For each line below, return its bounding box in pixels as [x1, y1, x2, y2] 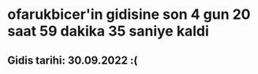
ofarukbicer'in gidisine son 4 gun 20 [7, 6, 251, 24]
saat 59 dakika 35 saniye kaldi [7, 22, 210, 40]
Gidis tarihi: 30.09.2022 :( [7, 54, 138, 67]
